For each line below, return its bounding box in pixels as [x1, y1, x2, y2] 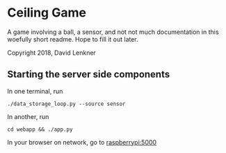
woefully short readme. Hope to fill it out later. [7, 35, 139, 43]
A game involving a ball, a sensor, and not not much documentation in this [7, 28, 219, 36]
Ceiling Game [7, 5, 87, 21]
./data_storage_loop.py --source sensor [7, 100, 127, 107]
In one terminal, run [7, 87, 63, 95]
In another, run [7, 112, 49, 120]
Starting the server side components [7, 69, 170, 80]
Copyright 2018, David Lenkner [7, 48, 96, 57]
